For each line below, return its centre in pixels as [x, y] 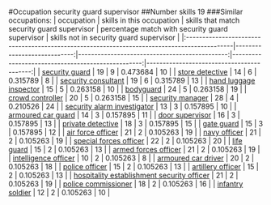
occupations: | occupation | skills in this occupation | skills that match [124, 20]
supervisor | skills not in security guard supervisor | [94, 37]
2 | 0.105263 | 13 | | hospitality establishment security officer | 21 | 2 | [123, 175]
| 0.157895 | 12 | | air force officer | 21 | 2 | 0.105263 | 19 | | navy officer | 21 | [135, 132]
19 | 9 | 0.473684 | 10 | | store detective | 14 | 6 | [177, 72]
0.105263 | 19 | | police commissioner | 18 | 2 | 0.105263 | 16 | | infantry [126, 184]
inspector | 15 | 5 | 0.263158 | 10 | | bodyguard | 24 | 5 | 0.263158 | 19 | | [127, 89]
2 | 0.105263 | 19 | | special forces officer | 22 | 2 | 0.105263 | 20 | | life [125, 141]
